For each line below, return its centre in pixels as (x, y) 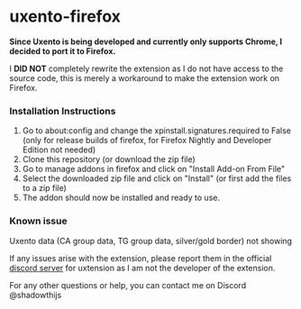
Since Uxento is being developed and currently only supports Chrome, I (146, 41)
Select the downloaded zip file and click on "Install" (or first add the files (157, 178)
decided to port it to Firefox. (63, 50)
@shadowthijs (36, 295)
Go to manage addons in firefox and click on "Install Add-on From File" (154, 169)
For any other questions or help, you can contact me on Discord (128, 285)
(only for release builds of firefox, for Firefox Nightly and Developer (147, 141)
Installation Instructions (63, 111)
